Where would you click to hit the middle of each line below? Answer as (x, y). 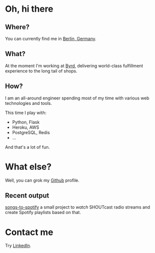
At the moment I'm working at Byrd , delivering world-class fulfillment (74, 66)
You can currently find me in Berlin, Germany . (51, 39)
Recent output (27, 195)
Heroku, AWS (26, 127)
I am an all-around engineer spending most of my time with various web (77, 98)
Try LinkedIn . (18, 246)
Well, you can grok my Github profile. (42, 180)
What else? (28, 166)
